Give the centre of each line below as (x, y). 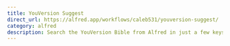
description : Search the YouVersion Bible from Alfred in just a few (108, 32)
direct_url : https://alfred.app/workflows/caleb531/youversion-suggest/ (113, 20)
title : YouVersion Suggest (46, 13)
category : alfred (32, 26)
